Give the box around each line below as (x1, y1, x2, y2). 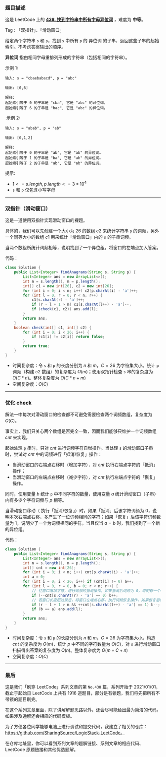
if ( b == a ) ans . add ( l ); (31, 607, 83, 612)
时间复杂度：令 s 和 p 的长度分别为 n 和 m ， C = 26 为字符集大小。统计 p (12, 362, 159, 368)
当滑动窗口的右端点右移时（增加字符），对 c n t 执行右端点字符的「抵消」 (12, 462, 158, 468)
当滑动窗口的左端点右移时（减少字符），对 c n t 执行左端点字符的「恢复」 (12, 474, 158, 480)
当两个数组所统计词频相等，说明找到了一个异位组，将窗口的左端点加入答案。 (5, 245, 161, 251)
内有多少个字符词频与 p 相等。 (5, 497, 67, 503)
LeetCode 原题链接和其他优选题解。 (5, 747, 79, 753)
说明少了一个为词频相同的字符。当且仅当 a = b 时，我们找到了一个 (21, 520, 156, 526)
